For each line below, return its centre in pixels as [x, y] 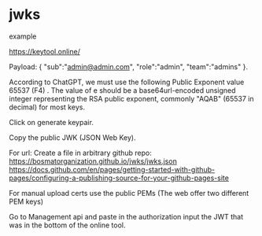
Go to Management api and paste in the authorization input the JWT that [126, 216]
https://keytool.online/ [45, 51]
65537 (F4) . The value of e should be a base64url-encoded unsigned [122, 90]
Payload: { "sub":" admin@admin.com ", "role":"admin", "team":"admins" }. [129, 66]
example [23, 36]
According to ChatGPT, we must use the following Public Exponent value [127, 82]
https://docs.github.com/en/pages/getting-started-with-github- [112, 169]
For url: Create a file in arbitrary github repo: [81, 153]
